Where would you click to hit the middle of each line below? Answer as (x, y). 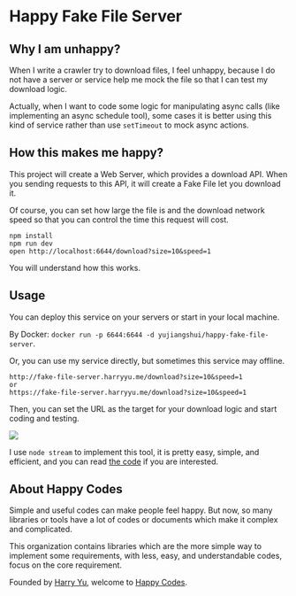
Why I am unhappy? (65, 49)
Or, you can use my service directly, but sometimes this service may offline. (147, 360)
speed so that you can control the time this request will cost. (119, 220)
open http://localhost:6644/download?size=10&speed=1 (110, 251)
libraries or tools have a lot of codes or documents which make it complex (144, 520)
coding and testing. (44, 418)
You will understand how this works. (75, 267)
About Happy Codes (66, 489)
